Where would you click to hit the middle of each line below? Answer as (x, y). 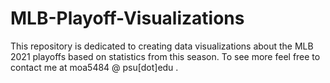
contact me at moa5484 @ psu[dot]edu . (94, 67)
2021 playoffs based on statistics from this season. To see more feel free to (165, 56)
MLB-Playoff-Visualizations (127, 18)
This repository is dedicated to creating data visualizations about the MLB (162, 46)
